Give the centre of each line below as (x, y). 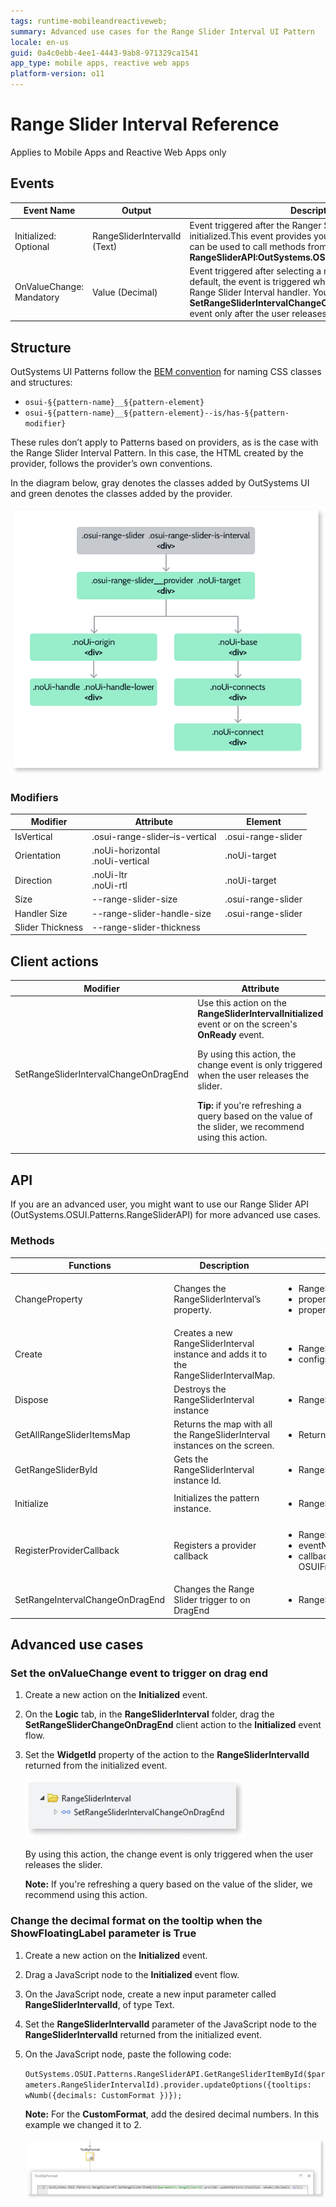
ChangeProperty (48, 1299)
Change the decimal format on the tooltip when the (136, 1921)
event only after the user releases (258, 313)
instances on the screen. (224, 1446)
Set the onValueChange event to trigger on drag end (139, 1673)
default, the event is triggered (250, 281)
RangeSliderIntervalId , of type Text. (99, 2004)
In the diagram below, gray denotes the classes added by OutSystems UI (160, 483)
